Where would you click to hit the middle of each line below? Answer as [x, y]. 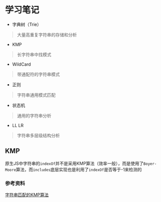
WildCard [21, 64]
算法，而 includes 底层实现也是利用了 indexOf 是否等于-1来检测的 [79, 169]
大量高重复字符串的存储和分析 [47, 35]
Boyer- [150, 164]
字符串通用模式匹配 [36, 95]
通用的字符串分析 [34, 115]
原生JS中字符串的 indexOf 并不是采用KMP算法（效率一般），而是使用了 [74, 163]
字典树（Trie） [27, 24]
